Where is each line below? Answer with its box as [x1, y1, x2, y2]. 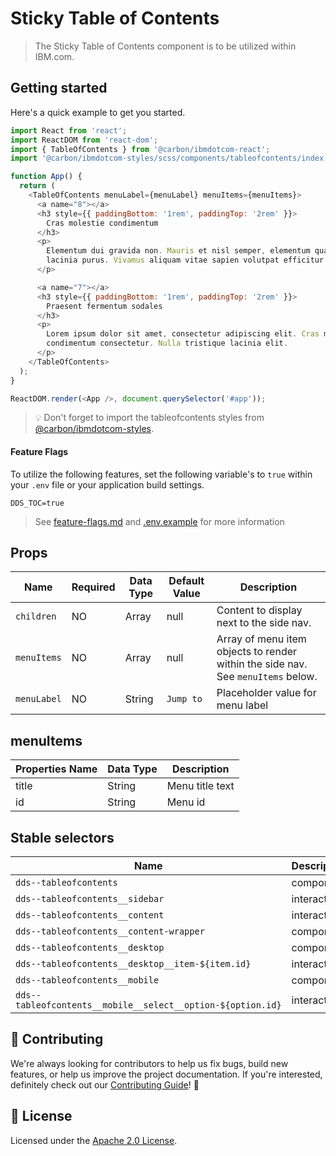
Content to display [216, 603, 303, 617]
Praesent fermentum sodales [46, 301, 163, 311]
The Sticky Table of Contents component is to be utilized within [34, 40, 297, 52]
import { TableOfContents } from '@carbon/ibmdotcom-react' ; [10, 144, 271, 154]
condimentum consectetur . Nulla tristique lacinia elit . [46, 338, 288, 349]
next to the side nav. [216, 616, 312, 630]
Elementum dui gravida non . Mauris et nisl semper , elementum [46, 246, 311, 256]
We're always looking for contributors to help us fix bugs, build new [10, 1057, 289, 1069]
